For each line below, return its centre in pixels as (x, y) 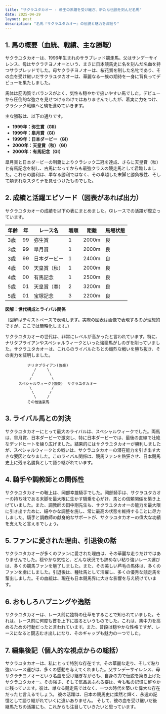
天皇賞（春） (49, 286)
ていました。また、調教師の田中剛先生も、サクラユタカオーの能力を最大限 (85, 505)
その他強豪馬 (38, 402)
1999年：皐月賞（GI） (35, 133)
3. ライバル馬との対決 (38, 418)
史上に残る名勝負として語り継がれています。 (50, 462)
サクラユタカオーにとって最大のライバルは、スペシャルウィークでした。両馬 (83, 431)
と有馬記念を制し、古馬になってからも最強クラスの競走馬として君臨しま (79, 168)
